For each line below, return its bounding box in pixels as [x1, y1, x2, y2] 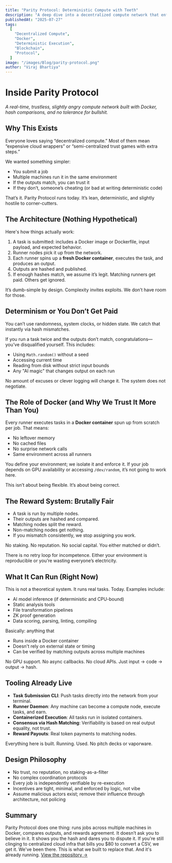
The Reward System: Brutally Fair [5, 497, 114, 506]
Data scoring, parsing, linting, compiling [12, 617, 97, 624]
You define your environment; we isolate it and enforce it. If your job [5, 461, 149, 467]
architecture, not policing [12, 796, 66, 802]
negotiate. [5, 383, 27, 389]
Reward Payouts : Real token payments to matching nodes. [12, 730, 137, 736]
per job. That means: [5, 425, 50, 431]
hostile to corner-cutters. [5, 200, 58, 206]
